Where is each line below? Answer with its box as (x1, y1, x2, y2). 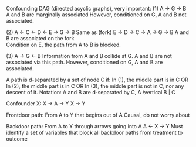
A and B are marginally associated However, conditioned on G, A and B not (6, 11, 187, 18)
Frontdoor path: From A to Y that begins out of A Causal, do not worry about (6, 111, 190, 118)
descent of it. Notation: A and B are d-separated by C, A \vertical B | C (6, 89, 175, 95)
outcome (6, 135, 28, 142)
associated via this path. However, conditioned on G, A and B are (6, 59, 163, 66)
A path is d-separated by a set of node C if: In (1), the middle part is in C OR (6, 76, 189, 83)
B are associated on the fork (6, 35, 75, 42)
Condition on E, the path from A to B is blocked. (6, 41, 121, 48)
